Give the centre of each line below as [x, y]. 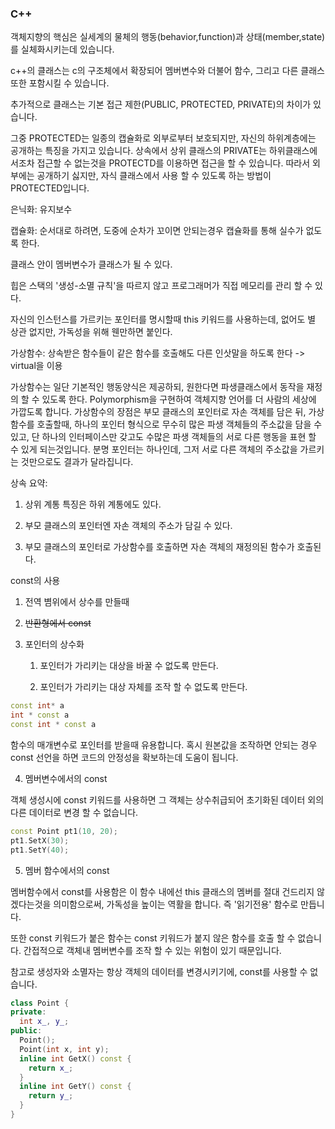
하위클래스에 [293, 151]
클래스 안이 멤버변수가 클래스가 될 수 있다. [91, 264]
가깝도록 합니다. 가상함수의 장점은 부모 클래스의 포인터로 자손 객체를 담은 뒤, [158, 412]
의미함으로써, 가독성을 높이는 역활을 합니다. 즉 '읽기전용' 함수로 [176, 904]
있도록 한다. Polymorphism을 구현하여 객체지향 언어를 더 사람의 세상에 [179, 399]
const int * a [37, 706]
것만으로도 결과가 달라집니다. [77, 462]
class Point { [40, 1003]
